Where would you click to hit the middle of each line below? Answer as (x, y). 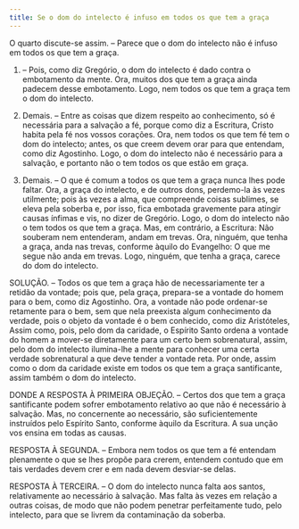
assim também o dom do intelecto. (73, 377)
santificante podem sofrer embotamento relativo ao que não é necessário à (148, 404)
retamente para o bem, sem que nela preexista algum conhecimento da (141, 311)
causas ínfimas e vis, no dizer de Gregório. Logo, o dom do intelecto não (156, 218)
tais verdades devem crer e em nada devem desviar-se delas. (123, 468)
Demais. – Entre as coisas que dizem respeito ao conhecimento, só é (149, 115)
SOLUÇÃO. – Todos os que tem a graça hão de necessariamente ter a (137, 283)
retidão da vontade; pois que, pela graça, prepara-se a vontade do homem (146, 292)
